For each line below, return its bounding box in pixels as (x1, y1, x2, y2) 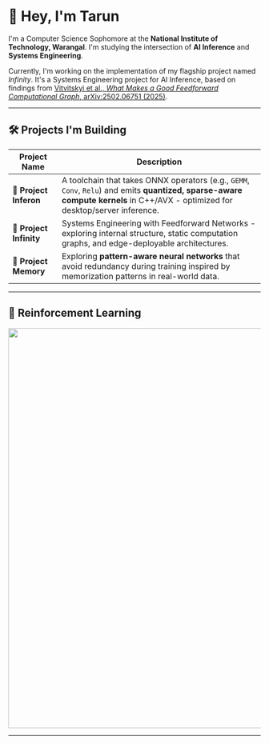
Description (136, 156, 183, 167)
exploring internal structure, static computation (61, 227, 239, 238)
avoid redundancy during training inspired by (61, 260, 231, 271)
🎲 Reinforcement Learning (8, 306, 142, 320)
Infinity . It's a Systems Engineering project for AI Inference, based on (8, 74, 236, 84)
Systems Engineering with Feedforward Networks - (61, 218, 256, 229)
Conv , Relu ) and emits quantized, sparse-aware (61, 184, 243, 195)
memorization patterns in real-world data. (61, 270, 220, 282)
